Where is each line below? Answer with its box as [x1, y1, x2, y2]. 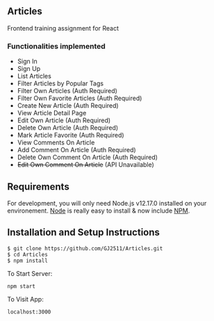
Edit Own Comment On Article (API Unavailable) [17, 160, 154, 169]
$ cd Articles [7, 251, 49, 258]
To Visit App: [7, 295, 44, 303]
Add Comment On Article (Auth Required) [17, 146, 137, 154]
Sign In [17, 57, 38, 65]
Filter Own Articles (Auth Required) [17, 87, 118, 95]
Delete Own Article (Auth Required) [17, 124, 119, 132]
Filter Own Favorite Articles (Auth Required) [17, 94, 142, 103]
